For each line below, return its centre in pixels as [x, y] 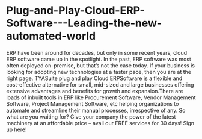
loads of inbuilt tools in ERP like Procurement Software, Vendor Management [101, 97]
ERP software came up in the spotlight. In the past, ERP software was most [99, 59]
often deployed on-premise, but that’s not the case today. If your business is [101, 65]
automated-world [51, 36]
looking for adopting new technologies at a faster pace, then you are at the [99, 72]
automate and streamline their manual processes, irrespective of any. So [96, 110]
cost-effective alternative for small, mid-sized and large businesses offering [100, 84]
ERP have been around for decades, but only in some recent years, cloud [97, 52]
